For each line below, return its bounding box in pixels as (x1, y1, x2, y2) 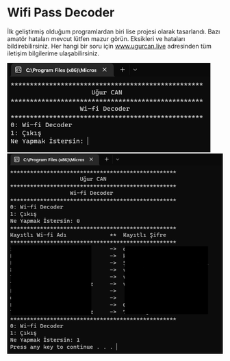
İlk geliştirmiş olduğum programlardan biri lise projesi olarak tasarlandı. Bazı (7, 27, 220, 36)
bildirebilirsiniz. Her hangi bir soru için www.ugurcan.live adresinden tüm (7, 42, 212, 50)
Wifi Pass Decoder (7, 5, 115, 21)
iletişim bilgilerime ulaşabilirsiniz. (7, 49, 99, 57)
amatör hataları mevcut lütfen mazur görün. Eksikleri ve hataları (7, 34, 186, 42)
